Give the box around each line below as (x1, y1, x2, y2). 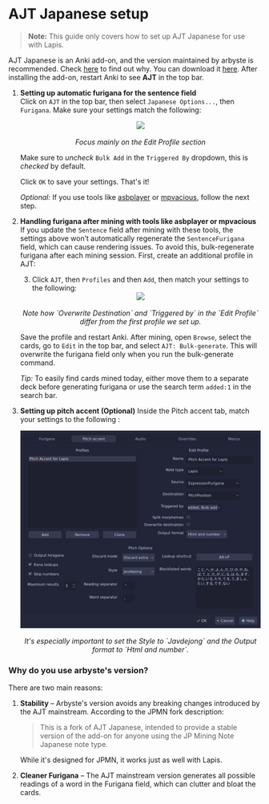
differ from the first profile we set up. (79, 316, 202, 326)
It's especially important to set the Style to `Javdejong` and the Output (23, 635, 257, 646)
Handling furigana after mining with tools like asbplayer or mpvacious (19, 216, 257, 225)
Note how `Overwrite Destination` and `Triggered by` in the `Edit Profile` (22, 308, 259, 318)
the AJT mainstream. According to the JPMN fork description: (19, 707, 224, 717)
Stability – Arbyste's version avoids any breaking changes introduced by (19, 699, 260, 709)
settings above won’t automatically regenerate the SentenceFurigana (19, 233, 245, 243)
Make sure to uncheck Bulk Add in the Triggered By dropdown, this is (19, 152, 248, 162)
